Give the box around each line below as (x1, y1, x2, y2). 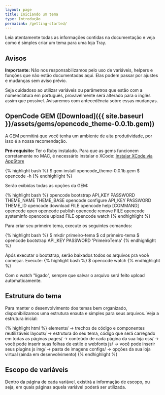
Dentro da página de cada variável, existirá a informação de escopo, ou (5, 379, 150, 385)
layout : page (5, 7, 32, 12)
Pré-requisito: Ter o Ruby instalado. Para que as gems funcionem (5, 148, 139, 154)
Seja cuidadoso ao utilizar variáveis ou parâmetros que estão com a (5, 87, 143, 93)
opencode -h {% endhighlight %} (5, 173, 73, 179)
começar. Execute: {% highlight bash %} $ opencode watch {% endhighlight (5, 257, 160, 263)
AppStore (5, 158, 25, 164)
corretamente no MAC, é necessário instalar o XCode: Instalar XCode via (5, 153, 153, 158)
